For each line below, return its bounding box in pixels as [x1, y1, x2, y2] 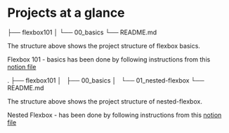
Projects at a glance [7, 5, 125, 21]
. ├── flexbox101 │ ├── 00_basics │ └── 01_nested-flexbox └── [7, 76, 205, 85]
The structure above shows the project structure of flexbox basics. [7, 41, 200, 50]
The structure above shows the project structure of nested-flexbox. [7, 97, 202, 106]
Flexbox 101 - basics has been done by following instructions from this [7, 55, 211, 64]
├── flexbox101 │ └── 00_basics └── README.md [7, 28, 157, 36]
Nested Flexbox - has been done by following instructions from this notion [7, 111, 222, 119]
